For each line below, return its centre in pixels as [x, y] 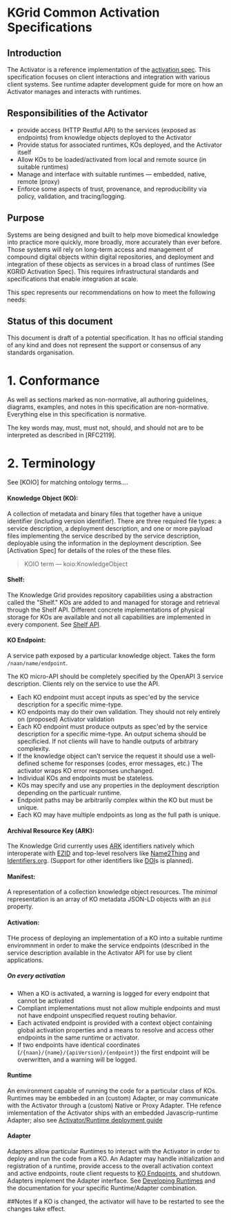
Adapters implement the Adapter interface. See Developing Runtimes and [111, 1181]
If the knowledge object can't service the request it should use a [109, 756]
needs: [17, 300]
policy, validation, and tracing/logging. [71, 196]
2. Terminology [51, 463]
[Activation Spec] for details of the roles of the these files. [89, 550]
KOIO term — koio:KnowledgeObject [76, 564]
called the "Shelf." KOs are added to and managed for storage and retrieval [113, 602]
